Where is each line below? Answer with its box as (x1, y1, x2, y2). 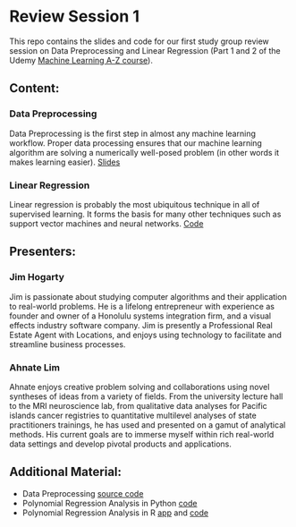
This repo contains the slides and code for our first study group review (9, 36, 270, 47)
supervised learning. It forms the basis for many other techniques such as (9, 208, 282, 219)
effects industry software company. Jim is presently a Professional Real (9, 319, 273, 330)
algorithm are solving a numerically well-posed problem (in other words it (9, 147, 280, 157)
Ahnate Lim (9, 361, 61, 373)
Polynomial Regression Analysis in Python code (21, 497, 198, 508)
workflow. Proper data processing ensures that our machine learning (9, 137, 262, 149)
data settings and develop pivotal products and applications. (9, 438, 233, 449)
